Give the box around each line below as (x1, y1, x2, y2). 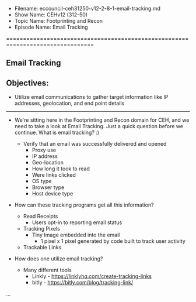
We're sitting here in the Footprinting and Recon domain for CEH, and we (14, 116, 190, 123)
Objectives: (6, 78, 49, 88)
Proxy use (32, 146, 57, 154)
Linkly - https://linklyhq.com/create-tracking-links (32, 273, 152, 280)
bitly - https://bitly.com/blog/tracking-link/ (32, 279, 133, 286)
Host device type (32, 190, 73, 197)
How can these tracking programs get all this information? (14, 201, 155, 208)
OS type (32, 178, 52, 185)
